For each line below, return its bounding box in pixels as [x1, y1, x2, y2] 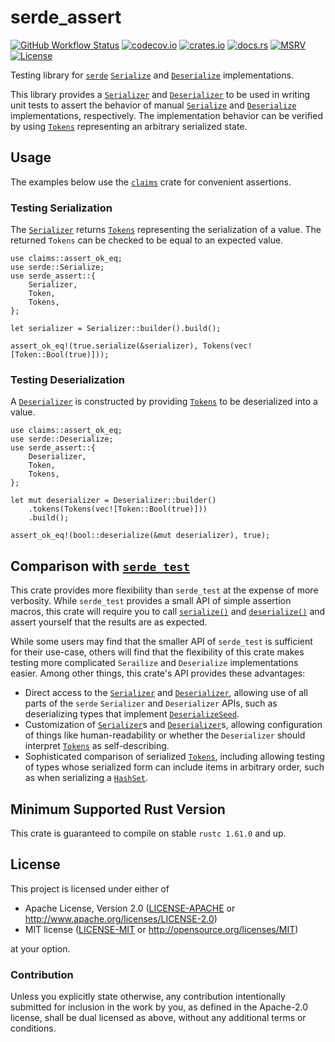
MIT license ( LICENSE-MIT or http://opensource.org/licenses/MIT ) [24, 923, 299, 935]
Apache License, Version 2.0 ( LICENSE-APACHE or [24, 902, 236, 914]
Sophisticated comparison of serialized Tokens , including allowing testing [24, 751, 325, 763]
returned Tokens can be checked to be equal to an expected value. [10, 234, 284, 246]
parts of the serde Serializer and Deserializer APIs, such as [24, 697, 278, 710]
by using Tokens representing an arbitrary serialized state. [10, 120, 248, 132]
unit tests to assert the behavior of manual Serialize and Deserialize [10, 99, 297, 111]
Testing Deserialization [10, 372, 125, 386]
